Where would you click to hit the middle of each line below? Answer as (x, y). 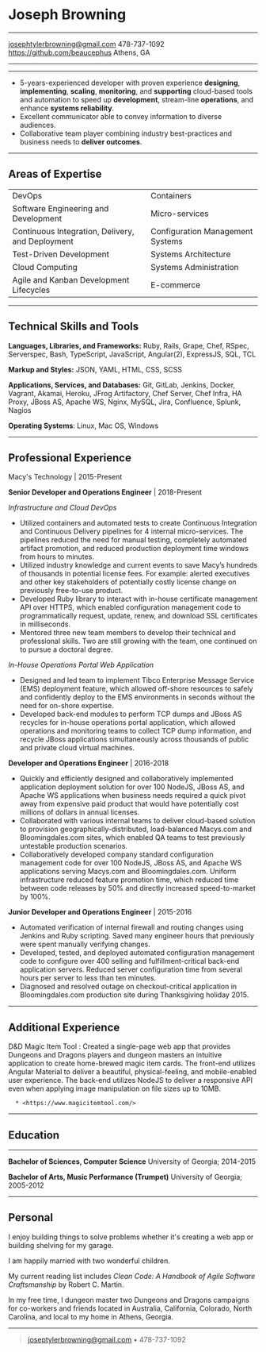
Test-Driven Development (61, 254)
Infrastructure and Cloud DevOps (63, 508)
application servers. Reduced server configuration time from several (131, 969)
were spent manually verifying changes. (85, 944)
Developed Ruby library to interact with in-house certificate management (139, 599)
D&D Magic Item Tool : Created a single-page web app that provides (120, 1046)
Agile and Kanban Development (71, 279)
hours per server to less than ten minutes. (88, 978)
